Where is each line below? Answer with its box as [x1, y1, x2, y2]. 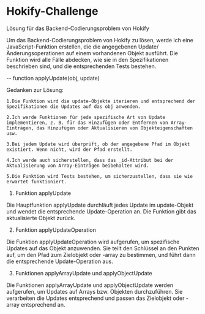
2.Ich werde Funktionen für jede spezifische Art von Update [6, 114, 166, 120]
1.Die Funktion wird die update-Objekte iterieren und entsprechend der [6, 98, 196, 104]
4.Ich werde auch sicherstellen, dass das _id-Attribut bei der [6, 157, 174, 163]
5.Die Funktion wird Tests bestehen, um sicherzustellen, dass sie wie [6, 173, 193, 179]
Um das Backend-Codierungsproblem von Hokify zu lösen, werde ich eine [6, 36, 194, 44]
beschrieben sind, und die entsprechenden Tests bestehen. [6, 63, 157, 70]
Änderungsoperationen [6, 49, 65, 56]
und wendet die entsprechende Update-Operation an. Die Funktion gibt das [6, 207, 197, 215]
